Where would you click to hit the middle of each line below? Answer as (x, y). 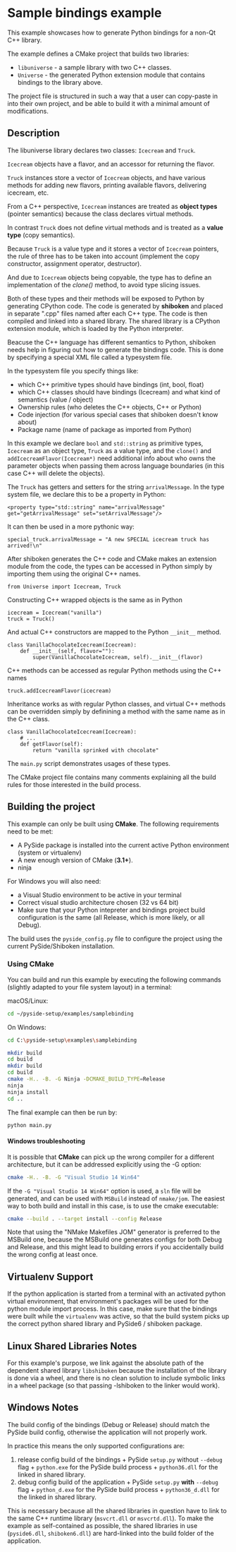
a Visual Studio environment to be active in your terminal (99, 895)
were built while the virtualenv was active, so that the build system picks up (118, 1316)
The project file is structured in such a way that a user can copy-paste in (113, 96)
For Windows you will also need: (54, 881)
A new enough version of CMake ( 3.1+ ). (75, 860)
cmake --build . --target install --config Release (85, 1219)
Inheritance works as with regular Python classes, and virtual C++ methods (117, 704)
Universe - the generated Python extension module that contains (111, 75)
